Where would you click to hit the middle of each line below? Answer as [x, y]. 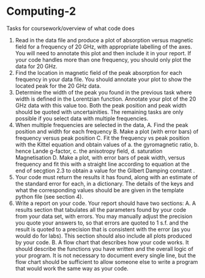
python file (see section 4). [49, 196]
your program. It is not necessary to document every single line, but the [106, 255]
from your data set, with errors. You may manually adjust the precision [104, 216]
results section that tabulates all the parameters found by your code [101, 209]
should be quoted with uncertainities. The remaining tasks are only [99, 112]
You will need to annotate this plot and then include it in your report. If [103, 53]
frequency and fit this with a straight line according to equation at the [102, 164]
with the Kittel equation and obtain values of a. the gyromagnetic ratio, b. [107, 144]
